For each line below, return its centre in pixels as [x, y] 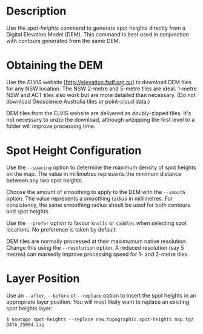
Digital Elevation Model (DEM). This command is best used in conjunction [98, 34]
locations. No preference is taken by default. [62, 229]
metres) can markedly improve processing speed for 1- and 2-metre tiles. [98, 254]
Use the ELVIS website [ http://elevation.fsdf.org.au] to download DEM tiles [99, 82]
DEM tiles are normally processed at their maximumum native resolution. [97, 241]
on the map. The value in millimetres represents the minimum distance [94, 173]
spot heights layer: [29, 308]
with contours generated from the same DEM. [63, 41]
